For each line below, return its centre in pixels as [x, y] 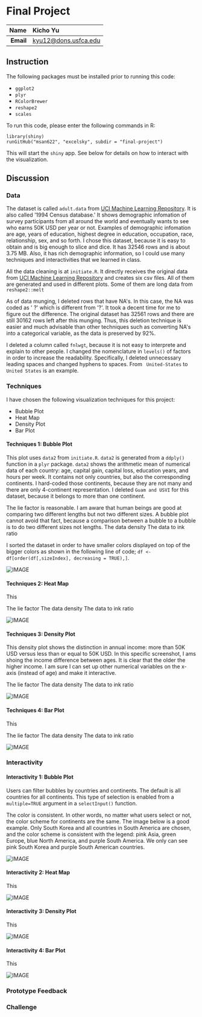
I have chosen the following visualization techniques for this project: [91, 399]
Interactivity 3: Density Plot [41, 911]
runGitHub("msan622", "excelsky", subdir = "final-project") [85, 142]
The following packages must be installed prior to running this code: [91, 76]
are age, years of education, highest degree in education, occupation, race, [100, 234]
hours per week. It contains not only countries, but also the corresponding [99, 477]
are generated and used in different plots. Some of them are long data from [99, 284]
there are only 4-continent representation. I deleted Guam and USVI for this [98, 489]
